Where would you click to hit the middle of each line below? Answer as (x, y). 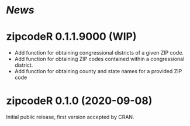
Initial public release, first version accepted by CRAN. (70, 117)
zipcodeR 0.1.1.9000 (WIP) (71, 37)
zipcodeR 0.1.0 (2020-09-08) (79, 101)
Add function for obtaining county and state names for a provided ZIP (98, 71)
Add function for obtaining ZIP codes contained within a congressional (99, 59)
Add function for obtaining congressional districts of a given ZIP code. (99, 53)
